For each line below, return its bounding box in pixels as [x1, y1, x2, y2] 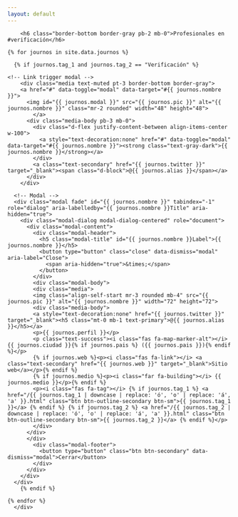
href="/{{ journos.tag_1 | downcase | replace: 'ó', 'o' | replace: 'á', [7, 391, 232, 399]
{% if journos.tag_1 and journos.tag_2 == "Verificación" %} [14, 61, 200, 68]
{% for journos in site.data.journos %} [7, 48, 130, 56]
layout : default [7, 10, 56, 18]
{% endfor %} [7, 497, 46, 504]
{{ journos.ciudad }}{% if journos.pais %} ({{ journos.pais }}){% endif [7, 341, 232, 349]
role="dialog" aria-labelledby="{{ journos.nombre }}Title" [7, 204, 190, 211]
